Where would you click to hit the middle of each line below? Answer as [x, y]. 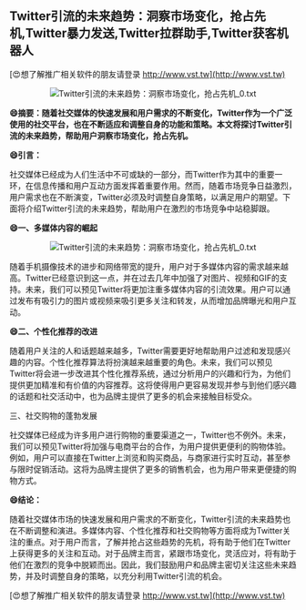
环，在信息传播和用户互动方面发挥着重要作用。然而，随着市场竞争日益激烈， [153, 186]
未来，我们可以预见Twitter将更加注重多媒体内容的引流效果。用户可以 [154, 289]
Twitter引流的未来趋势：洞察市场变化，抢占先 [138, 16]
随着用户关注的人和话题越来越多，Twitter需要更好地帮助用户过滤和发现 [142, 351]
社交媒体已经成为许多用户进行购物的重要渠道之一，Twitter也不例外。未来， [150, 434]
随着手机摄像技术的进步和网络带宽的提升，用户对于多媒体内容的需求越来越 [149, 266]
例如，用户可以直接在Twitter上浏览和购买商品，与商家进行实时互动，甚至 [146, 457]
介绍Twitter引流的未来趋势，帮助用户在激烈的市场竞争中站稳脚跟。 [150, 208]
